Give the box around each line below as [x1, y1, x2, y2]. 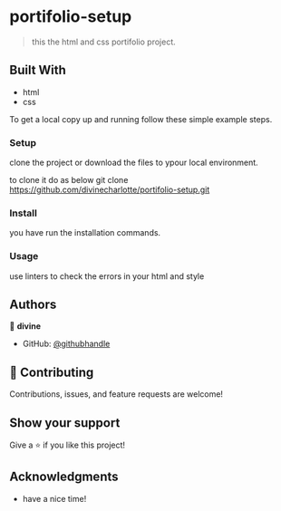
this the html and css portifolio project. [31, 36, 177, 47]
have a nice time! [22, 493, 87, 504]
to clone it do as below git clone [9, 175, 129, 186]
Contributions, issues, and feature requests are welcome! [9, 389, 224, 400]
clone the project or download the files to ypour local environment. [9, 157, 258, 169]
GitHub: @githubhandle [22, 338, 111, 350]
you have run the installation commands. [9, 227, 161, 238]
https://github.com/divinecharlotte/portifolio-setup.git [9, 184, 210, 196]
